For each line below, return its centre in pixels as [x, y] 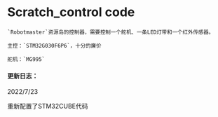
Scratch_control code [71, 12]
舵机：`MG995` [26, 59]
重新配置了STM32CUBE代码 [48, 106]
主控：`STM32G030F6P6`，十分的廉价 [54, 46]
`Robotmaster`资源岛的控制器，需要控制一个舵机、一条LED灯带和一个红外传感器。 [111, 32]
